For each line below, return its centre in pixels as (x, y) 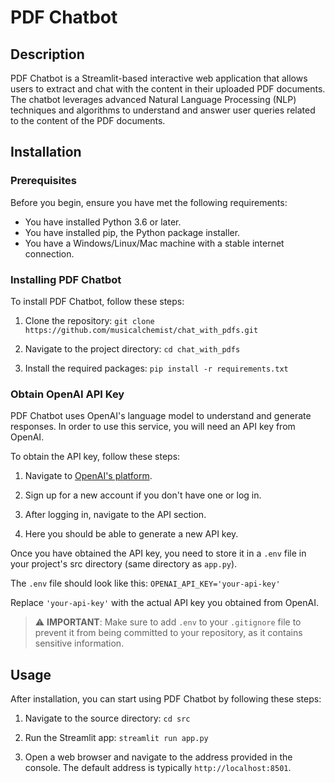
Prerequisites (43, 181)
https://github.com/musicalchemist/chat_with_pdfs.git (141, 330)
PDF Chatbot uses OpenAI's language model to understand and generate (161, 416)
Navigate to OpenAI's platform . (88, 476)
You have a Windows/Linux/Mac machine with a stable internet (154, 243)
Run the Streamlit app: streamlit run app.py (116, 738)
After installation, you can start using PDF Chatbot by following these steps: (166, 699)
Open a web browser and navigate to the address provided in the (158, 757)
